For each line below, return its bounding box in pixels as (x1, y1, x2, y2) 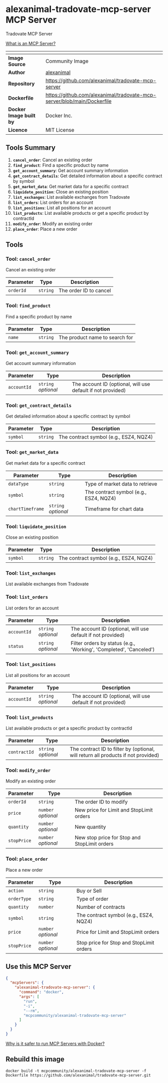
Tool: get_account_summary (5, 349, 69, 356)
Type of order (76, 895, 109, 902)
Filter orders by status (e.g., (70, 639, 136, 646)
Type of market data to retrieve (85, 480, 158, 487)
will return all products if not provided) (69, 752, 160, 759)
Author (8, 69, 25, 76)
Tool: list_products (5, 713, 54, 720)
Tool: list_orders (5, 593, 48, 600)
